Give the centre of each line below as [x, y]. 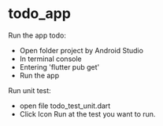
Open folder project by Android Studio [81, 50]
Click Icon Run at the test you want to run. [87, 113]
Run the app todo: [37, 35]
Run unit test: [30, 90]
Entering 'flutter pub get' [59, 67]
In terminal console [50, 59]
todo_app [39, 14]
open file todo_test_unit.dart [65, 106]
